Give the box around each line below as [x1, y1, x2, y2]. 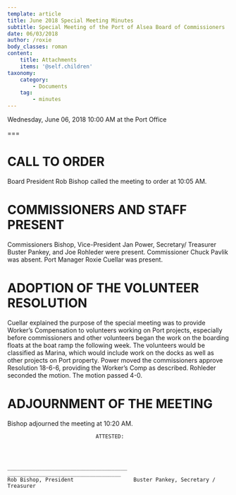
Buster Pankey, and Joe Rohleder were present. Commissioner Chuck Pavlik [7, 248, 229, 256]
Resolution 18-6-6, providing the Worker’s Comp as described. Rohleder [7, 363, 216, 372]
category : [20, 76, 49, 83]
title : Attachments [20, 57, 77, 64]
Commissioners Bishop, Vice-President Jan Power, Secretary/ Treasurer [7, 240, 217, 248]
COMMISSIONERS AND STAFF [7, 202, 187, 218]
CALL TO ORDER [7, 153, 105, 170]
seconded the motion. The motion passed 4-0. [7, 371, 143, 379]
